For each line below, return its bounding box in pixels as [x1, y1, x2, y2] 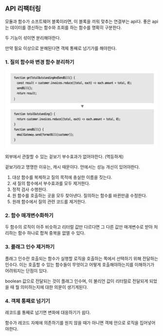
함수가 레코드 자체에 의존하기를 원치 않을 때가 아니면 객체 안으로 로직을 [5, 319, 139, 325]
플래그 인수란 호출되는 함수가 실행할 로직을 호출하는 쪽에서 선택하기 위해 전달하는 [5, 255, 159, 261]
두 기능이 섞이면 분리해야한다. [5, 35, 61, 40]
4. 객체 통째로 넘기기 [5, 298, 50, 304]
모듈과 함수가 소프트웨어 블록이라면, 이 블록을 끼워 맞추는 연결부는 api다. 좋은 [5, 19, 151, 24]
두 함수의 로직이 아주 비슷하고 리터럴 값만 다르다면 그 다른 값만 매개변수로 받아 [5, 224, 153, 230]
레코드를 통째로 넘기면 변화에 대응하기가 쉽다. [5, 309, 91, 315]
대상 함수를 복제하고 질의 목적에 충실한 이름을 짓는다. [12, 174, 112, 180]
